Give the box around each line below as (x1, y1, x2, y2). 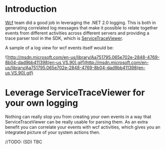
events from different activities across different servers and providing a (5, 30, 149, 36)
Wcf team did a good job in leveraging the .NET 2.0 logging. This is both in (5, 20, 156, 25)
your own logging (5, 98, 78, 109)
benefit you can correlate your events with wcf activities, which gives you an (5, 124, 161, 130)
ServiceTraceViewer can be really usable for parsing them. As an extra (5, 119, 148, 124)
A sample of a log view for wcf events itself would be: (5, 45, 114, 50)
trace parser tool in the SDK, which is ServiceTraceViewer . (5, 35, 123, 41)
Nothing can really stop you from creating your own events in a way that (5, 114, 152, 120)
